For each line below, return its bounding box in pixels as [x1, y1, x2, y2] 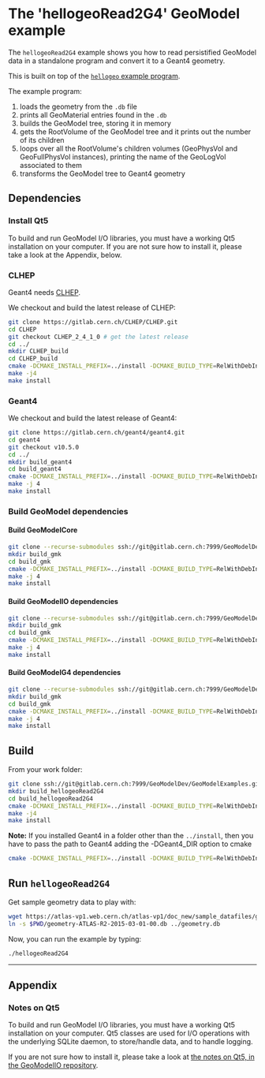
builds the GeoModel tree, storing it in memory [19, 118, 172, 128]
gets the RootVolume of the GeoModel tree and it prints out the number [19, 127, 252, 136]
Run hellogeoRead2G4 [8, 876, 110, 890]
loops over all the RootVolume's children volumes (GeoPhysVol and [19, 144, 238, 153]
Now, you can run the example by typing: [8, 934, 142, 943]
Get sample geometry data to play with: [8, 897, 136, 907]
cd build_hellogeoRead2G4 [8, 794, 93, 803]
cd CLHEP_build [8, 355, 58, 363]
